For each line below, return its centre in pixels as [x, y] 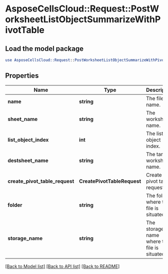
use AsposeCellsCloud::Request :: [40, 60]
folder [15, 205]
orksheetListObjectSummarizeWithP [83, 19]
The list [154, 133]
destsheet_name [28, 160]
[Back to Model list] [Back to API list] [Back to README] [62, 266]
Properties [22, 76]
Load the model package [44, 48]
